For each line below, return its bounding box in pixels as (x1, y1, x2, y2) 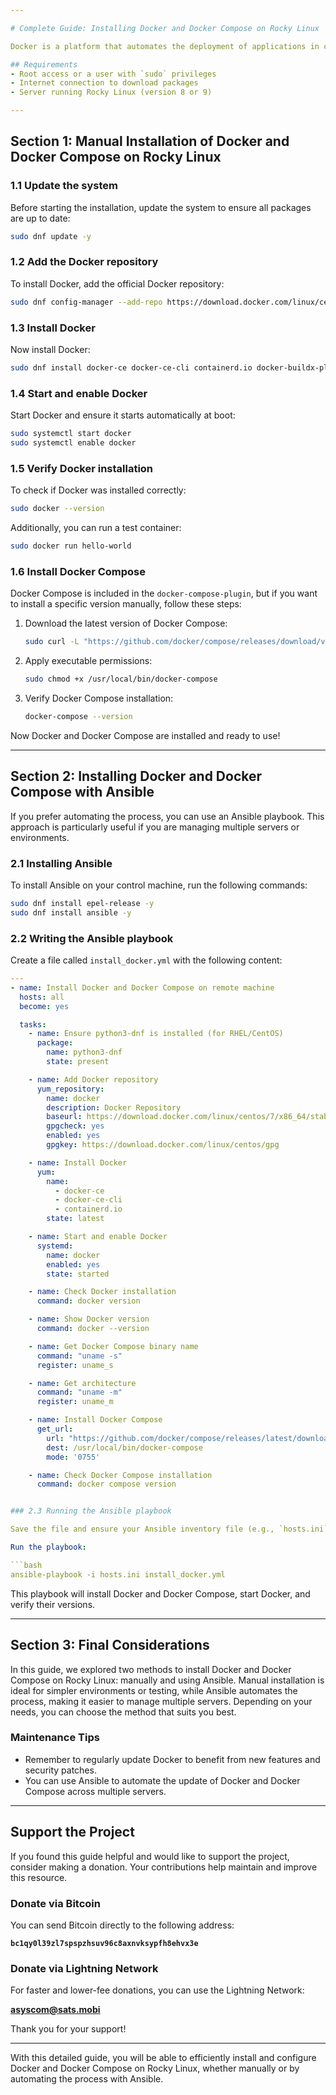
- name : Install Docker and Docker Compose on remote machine (10, 982, 275, 993)
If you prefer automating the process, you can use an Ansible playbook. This (10, 810, 325, 822)
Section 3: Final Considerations (10, 1637, 210, 1654)
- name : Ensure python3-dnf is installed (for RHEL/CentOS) (28, 1029, 284, 1039)
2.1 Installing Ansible (10, 856, 113, 870)
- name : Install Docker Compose (28, 1415, 163, 1425)
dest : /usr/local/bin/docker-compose (46, 1442, 203, 1453)
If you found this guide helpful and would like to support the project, (10, 1850, 290, 1862)
